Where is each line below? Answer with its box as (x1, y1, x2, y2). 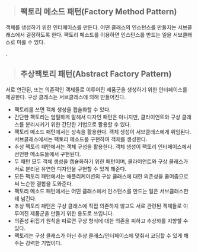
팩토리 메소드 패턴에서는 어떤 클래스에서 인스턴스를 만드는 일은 (14, 187, 158, 194)
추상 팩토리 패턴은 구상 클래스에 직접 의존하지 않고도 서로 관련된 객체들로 (14, 202, 182, 209)
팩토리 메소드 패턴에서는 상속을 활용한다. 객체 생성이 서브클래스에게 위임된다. (14, 128, 192, 135)
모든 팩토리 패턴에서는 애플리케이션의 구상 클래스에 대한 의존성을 (14, 173, 164, 180)
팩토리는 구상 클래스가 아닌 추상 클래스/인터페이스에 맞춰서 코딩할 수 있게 (14, 232, 183, 239)
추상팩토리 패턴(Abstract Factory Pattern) (20, 69, 172, 79)
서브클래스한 (159, 187, 189, 194)
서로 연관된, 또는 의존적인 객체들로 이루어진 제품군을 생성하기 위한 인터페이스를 (5, 86, 188, 93)
